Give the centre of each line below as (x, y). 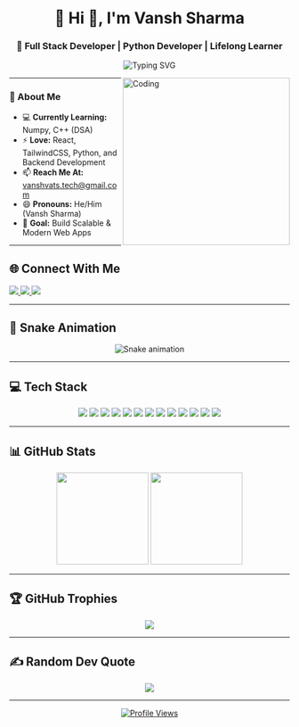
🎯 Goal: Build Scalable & (66, 223)
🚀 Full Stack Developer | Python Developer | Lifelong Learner (149, 46)
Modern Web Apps (57, 232)
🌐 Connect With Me (65, 269)
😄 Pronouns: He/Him (62, 203)
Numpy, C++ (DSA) (57, 129)
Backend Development (64, 162)
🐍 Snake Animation (63, 328)
